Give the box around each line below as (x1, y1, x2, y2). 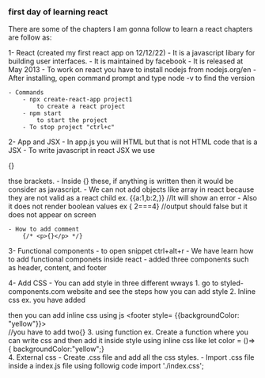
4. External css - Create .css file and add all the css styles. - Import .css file (8, 353, 255, 362)
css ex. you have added (8, 296, 85, 305)
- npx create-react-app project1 (22, 96, 133, 104)
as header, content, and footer (8, 263, 107, 273)
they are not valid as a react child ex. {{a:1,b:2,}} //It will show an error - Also (8, 193, 257, 203)
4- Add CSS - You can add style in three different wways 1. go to (8, 278, 219, 288)
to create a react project (36, 102, 126, 111)
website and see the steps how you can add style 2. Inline (66, 287, 256, 296)
